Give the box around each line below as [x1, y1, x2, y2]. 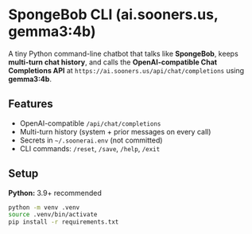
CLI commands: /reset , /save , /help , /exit [19, 143, 161, 153]
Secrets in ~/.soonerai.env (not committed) [19, 135, 163, 145]
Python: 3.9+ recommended [8, 188, 102, 197]
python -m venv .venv [8, 203, 80, 212]
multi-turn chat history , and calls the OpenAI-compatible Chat [8, 57, 217, 67]
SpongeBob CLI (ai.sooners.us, [8, 6, 219, 24]
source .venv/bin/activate [8, 211, 98, 219]
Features [8, 97, 53, 111]
